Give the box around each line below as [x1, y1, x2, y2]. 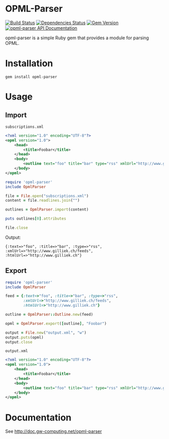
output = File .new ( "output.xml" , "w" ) [5, 330, 87, 335]
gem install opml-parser [5, 74, 57, 79]
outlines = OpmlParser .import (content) [5, 207, 89, 212]
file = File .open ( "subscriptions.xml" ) [5, 193, 89, 199]
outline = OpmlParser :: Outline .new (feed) [5, 312, 94, 317]
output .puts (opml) [5, 335, 44, 340]
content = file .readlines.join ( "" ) [5, 198, 80, 203]
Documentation [5, 412, 72, 423]
